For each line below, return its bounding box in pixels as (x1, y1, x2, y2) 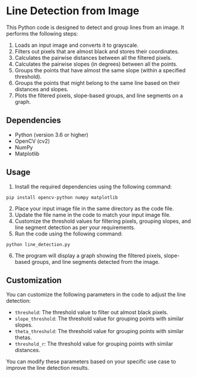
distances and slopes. (14, 85, 69, 92)
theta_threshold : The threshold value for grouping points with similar (14, 328, 184, 335)
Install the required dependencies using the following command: (14, 183, 172, 190)
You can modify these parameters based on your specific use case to (6, 358, 176, 365)
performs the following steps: (6, 30, 78, 37)
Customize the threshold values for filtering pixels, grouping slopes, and (14, 218, 191, 225)
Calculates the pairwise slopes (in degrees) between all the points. (14, 60, 178, 68)
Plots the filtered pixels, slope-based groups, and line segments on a (14, 92, 183, 99)
